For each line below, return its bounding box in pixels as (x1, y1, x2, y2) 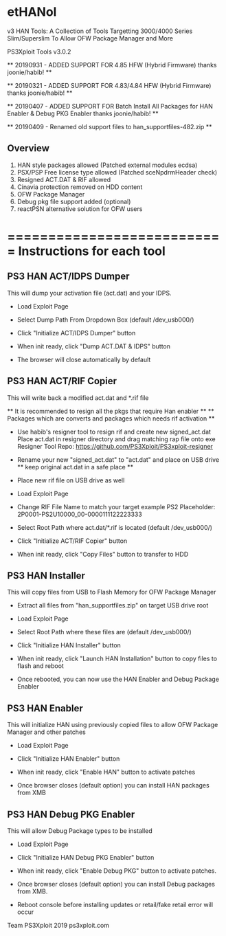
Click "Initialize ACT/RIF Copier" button (16, 537, 128, 545)
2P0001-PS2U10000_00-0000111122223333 (16, 510, 142, 518)
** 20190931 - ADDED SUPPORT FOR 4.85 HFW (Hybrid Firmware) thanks (7, 60, 217, 69)
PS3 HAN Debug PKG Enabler (7, 808, 135, 820)
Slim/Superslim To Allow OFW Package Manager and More (7, 34, 174, 42)
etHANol (7, 4, 57, 20)
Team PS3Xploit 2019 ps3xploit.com (7, 922, 110, 929)
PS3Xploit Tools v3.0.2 (7, 47, 71, 56)
